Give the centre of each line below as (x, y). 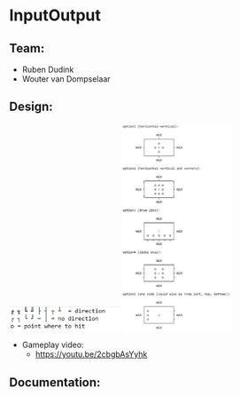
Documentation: (55, 382)
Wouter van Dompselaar (66, 79)
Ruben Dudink (48, 69)
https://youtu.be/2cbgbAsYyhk (91, 354)
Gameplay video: (53, 345)
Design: (31, 107)
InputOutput (55, 16)
